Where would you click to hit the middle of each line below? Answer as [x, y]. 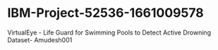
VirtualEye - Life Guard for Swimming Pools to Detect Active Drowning [109, 32]
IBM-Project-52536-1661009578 [106, 13]
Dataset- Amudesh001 [40, 39]
